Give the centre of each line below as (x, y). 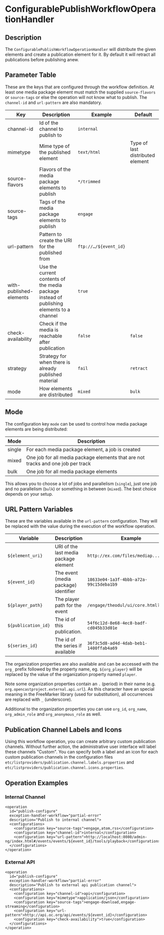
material (48, 381)
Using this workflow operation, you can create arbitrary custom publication (81, 742)
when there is (55, 362)
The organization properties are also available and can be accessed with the (82, 664)
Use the (48, 266)
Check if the (53, 323)
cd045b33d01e (102, 628)
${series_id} (23, 646)
